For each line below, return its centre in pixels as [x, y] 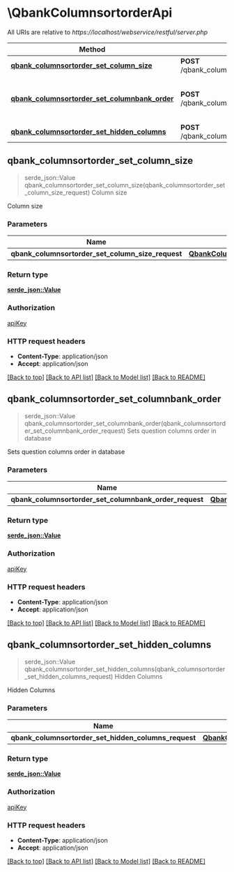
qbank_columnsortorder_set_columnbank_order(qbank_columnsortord [125, 423]
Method [92, 49]
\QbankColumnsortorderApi [90, 13]
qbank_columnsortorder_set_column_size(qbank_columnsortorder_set [125, 185]
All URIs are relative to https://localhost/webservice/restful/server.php [108, 32]
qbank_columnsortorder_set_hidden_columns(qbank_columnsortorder [125, 669]
